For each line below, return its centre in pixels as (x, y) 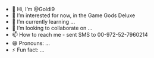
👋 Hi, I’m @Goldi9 (33, 9)
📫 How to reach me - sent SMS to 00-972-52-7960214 (80, 35)
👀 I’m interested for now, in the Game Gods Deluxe (73, 15)
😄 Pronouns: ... (31, 43)
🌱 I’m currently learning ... (43, 22)
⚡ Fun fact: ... (28, 50)
